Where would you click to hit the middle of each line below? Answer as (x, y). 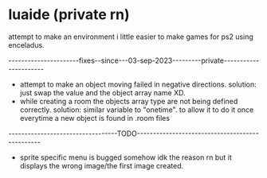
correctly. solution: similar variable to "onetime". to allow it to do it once (137, 110)
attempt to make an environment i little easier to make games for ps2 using (131, 37)
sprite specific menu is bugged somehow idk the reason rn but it (126, 157)
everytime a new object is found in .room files (94, 118)
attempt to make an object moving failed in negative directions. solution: (138, 84)
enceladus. (27, 44)
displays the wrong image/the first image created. (102, 165)
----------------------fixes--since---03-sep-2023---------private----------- (134, 60)
